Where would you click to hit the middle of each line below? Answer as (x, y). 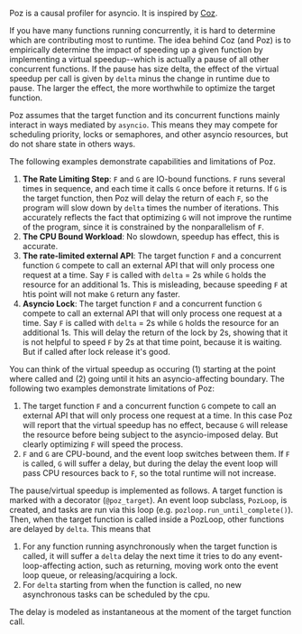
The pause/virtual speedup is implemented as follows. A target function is (146, 490)
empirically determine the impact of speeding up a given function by (136, 50)
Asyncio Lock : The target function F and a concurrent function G (142, 303)
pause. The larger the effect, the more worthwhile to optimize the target (142, 88)
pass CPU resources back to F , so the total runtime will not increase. (149, 473)
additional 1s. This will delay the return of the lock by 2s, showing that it (155, 332)
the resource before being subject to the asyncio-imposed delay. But (150, 434)
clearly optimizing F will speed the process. (103, 444)
